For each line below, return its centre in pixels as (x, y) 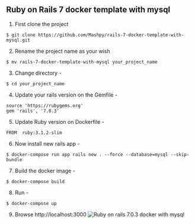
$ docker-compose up (32, 203)
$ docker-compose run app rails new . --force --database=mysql (87, 154)
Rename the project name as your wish (62, 51)
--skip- (180, 154)
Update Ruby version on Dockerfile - (60, 121)
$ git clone (21, 35)
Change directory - (38, 73)
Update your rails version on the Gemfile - (66, 95)
